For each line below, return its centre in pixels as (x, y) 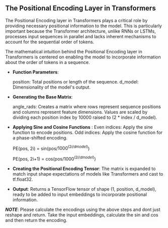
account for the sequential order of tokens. (50, 42)
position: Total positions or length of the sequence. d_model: (75, 82)
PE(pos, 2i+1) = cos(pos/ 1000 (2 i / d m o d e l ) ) (54, 159)
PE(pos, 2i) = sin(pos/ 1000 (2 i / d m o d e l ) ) (51, 148)
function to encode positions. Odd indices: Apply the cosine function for (88, 132)
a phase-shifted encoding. (40, 137)
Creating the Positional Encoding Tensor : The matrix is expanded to (84, 169)
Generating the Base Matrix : (43, 97)
